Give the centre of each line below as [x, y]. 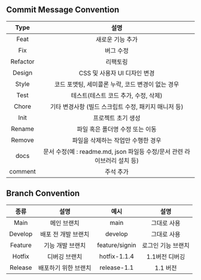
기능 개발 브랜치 [65, 245]
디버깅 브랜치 [65, 257]
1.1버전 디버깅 [166, 257]
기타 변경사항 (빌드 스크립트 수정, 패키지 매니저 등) [117, 106]
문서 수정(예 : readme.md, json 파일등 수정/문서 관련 [113, 151]
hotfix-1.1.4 [117, 256]
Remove [22, 140]
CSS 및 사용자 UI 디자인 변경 [117, 73]
